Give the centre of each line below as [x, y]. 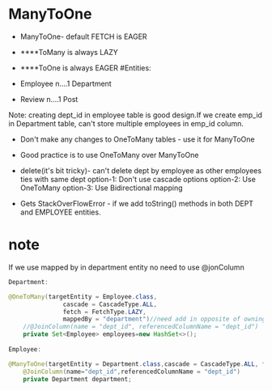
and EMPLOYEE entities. [60, 212]
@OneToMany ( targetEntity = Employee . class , [83, 296]
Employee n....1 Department [66, 83]
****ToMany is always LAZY [69, 52]
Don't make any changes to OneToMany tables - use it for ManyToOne [137, 139]
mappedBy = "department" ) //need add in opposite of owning [164, 319]
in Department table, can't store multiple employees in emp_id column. [126, 123]
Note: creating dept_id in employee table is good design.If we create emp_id [136, 115]
